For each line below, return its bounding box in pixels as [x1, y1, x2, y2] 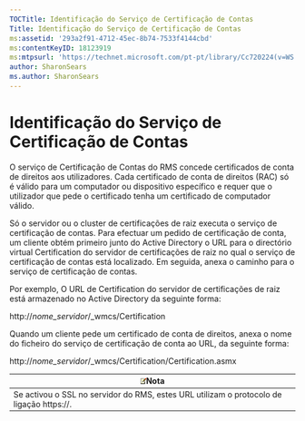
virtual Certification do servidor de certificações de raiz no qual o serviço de [9, 246, 296, 258]
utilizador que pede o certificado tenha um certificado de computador [9, 191, 271, 201]
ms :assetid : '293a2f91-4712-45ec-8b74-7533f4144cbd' [9, 34, 213, 43]
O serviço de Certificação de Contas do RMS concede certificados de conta [9, 162, 295, 172]
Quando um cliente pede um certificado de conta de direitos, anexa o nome [9, 328, 292, 339]
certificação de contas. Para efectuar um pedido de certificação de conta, [9, 227, 287, 238]
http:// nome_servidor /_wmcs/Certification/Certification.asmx [9, 355, 237, 367]
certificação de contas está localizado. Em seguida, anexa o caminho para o [9, 256, 295, 267]
